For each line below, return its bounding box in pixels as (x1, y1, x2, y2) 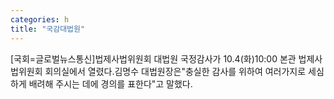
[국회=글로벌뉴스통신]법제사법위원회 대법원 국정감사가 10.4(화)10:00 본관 (10, 52, 297, 65)
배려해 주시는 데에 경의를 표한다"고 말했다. (28, 77, 193, 90)
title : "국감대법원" (10, 24, 86, 34)
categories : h (10, 14, 70, 25)
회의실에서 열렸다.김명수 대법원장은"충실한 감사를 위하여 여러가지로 (44, 65, 307, 77)
